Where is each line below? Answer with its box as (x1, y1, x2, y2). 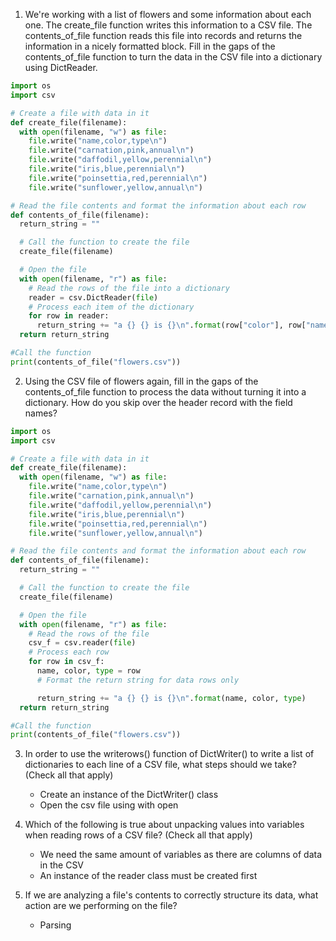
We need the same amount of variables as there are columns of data (39, 849, 323, 861)
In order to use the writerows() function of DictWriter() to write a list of (24, 748, 315, 760)
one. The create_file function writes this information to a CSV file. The (24, 19, 313, 31)
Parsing (39, 919, 72, 931)
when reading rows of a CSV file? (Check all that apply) (24, 829, 253, 841)
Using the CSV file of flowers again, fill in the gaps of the (24, 375, 259, 387)
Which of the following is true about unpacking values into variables (24, 819, 305, 831)
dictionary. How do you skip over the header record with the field (24, 396, 293, 408)
